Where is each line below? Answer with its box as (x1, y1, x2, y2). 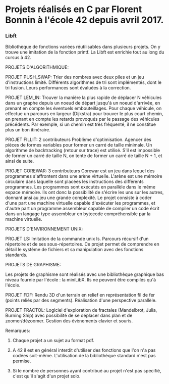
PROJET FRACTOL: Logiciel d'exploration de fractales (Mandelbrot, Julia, (5, 307, 157, 313)
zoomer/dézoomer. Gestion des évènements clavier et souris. (5, 318, 133, 324)
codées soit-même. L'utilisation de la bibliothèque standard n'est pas (12, 353, 156, 359)
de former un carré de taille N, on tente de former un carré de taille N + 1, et (5, 153, 162, 159)
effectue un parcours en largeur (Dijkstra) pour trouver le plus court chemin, (5, 111, 163, 117)
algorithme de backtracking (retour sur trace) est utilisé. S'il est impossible (5, 148, 160, 154)
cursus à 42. (5, 55, 31, 61)
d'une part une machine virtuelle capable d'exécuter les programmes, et (5, 200, 155, 206)
